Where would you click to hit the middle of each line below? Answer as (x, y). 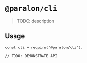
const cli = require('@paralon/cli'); (44, 47)
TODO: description (36, 21)
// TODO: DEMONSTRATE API (31, 56)
